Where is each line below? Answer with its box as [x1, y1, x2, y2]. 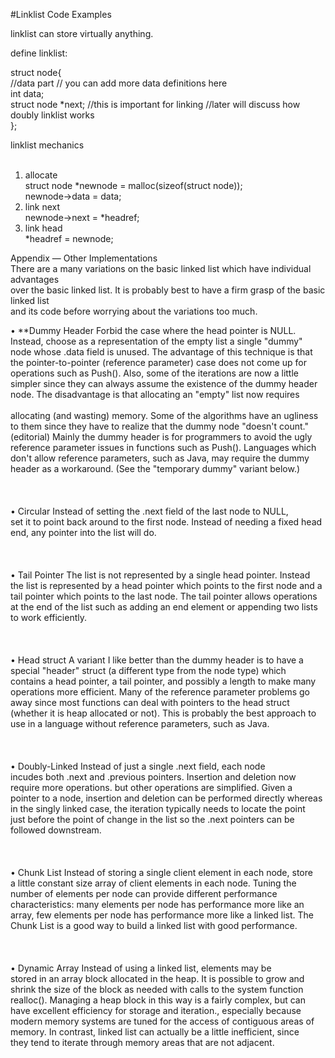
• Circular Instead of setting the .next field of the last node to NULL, [10, 505, 289, 517]
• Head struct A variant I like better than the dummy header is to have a [10, 654, 304, 666]
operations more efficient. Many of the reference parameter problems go [10, 686, 310, 698]
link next [24, 201, 61, 213]
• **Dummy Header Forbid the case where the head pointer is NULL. [10, 325, 297, 336]
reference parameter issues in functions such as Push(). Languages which [10, 442, 317, 453]
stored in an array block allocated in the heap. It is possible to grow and [10, 973, 305, 984]
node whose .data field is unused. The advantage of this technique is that [10, 346, 313, 358]
